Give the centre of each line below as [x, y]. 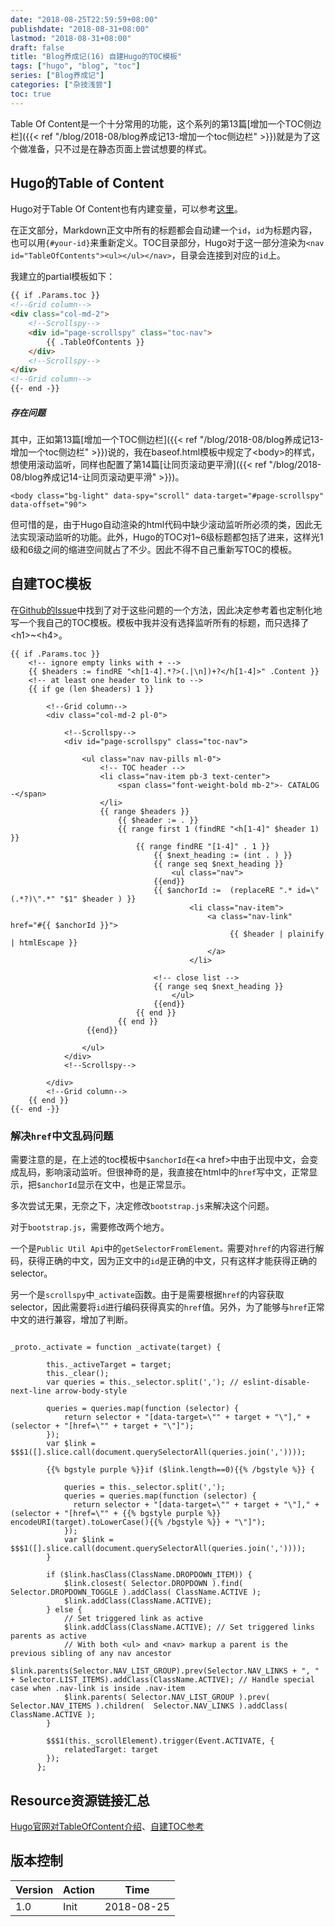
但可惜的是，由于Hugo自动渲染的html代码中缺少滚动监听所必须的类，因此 [162, 525]
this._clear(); [78, 1374]
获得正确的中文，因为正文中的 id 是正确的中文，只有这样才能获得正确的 [172, 1261]
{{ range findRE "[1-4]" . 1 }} [203, 846]
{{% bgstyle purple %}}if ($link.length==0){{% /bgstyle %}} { [180, 1470]
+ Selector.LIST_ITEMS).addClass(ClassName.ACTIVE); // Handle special [162, 1680]
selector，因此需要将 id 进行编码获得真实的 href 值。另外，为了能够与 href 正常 [167, 1307]
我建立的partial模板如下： [63, 277]
